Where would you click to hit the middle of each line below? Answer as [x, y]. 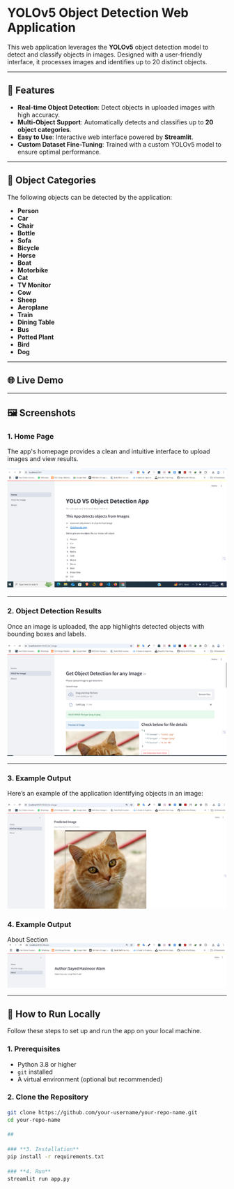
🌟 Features [31, 90]
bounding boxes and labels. [47, 634]
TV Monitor [34, 285]
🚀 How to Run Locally [54, 1014]
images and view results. [43, 459]
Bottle [26, 233]
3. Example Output [39, 778]
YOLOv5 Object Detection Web [98, 13]
